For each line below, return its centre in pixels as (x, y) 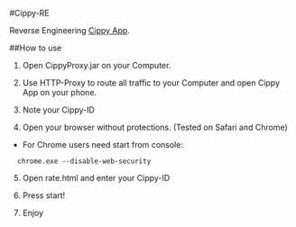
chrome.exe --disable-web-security (84, 161)
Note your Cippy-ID (58, 110)
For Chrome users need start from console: (102, 145)
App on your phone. (60, 92)
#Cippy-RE (29, 13)
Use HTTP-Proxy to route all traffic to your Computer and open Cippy (151, 83)
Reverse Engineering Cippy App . (70, 30)
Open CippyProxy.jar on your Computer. (97, 65)
